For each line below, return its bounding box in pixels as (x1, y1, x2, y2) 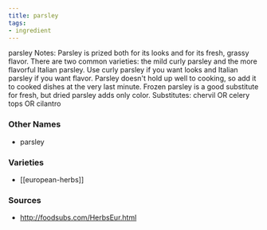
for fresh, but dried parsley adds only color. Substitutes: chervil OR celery (8, 91, 250, 100)
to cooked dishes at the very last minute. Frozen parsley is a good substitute (8, 82, 259, 92)
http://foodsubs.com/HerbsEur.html (19, 212, 137, 223)
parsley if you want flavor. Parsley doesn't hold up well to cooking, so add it (8, 73, 257, 84)
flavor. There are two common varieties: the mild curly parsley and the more (8, 57, 257, 66)
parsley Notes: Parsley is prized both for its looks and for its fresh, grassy (8, 49, 249, 58)
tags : (8, 19, 26, 27)
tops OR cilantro (8, 99, 61, 108)
